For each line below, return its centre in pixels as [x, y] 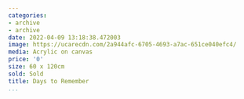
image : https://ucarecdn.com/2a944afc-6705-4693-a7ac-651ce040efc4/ [122, 45]
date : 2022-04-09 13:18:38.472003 [65, 37]
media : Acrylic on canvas [50, 52]
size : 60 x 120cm [36, 67]
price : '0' [26, 60]
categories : [27, 15]
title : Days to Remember [49, 81]
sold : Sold [26, 74]
